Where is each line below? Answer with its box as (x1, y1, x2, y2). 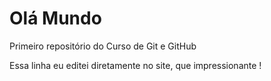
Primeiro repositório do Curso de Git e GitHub (9, 40, 197, 52)
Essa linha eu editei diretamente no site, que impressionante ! (9, 59, 262, 71)
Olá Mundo (9, 7, 102, 30)
